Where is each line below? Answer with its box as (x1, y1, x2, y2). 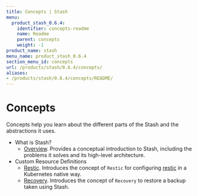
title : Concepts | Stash (6, 8, 68, 15)
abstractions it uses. (6, 127, 56, 134)
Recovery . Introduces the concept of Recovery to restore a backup (23, 177, 186, 184)
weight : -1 (17, 42, 44, 48)
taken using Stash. (23, 183, 70, 191)
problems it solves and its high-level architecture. (23, 152, 145, 159)
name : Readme (17, 31, 49, 37)
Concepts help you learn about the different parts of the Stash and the (6, 121, 179, 128)
